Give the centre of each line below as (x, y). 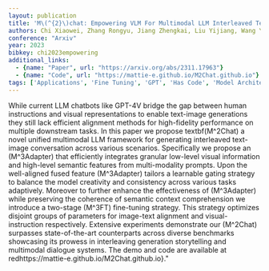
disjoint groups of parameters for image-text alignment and (106, 216)
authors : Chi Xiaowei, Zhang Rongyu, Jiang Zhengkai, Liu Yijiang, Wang (132, 30)
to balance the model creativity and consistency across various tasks (122, 181)
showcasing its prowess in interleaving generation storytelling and (117, 241)
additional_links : (39, 61)
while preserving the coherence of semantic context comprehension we (127, 199)
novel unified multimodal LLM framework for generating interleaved (119, 139)
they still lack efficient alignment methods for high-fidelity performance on (131, 122)
